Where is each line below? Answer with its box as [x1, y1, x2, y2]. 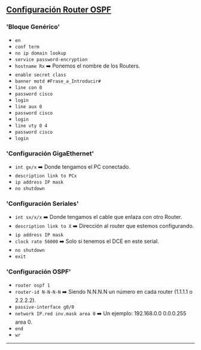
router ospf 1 [14, 282, 50, 288]
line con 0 [14, 84, 42, 90]
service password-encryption [14, 56, 88, 62]
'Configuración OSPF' [6, 267, 71, 276]
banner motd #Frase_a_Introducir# [14, 78, 101, 84]
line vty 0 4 [14, 123, 48, 129]
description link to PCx [14, 173, 77, 179]
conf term [14, 44, 40, 50]
